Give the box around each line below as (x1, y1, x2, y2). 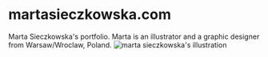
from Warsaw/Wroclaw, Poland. (8, 40, 112, 49)
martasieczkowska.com (8, 6, 172, 24)
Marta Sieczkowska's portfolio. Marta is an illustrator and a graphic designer (8, 32, 260, 41)
